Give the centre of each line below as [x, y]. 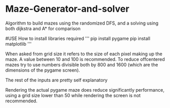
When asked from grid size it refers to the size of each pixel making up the [84, 54]
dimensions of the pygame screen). [43, 70]
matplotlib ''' [18, 44]
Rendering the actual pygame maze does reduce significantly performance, [85, 90]
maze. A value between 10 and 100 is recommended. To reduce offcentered [85, 59]
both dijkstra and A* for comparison [43, 28]
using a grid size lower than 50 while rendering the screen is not [73, 95]
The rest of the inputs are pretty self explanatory [56, 80]
